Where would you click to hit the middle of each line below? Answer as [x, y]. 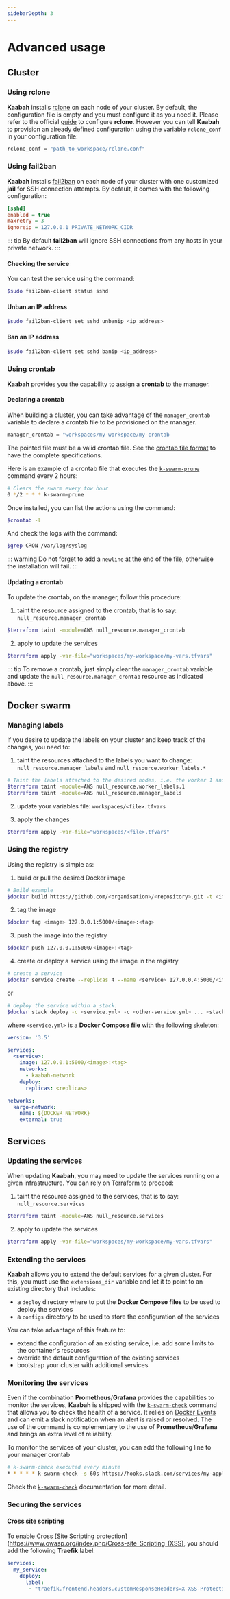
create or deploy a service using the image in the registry [98, 961]
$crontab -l [24, 520]
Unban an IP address [37, 306]
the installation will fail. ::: [42, 566]
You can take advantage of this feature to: [66, 1330]
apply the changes [43, 819]
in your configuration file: [43, 136]
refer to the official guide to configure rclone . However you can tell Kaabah [113, 121]
